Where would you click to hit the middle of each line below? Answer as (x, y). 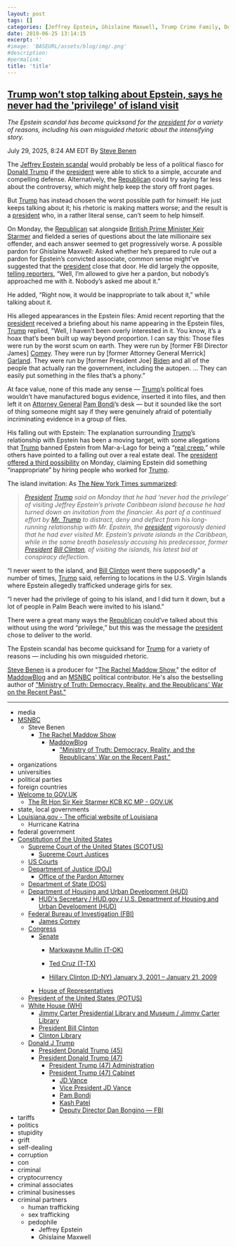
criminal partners (42, 1200)
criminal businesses (46, 1192)
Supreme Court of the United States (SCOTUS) (96, 847)
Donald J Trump (51, 1043)
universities (34, 772)
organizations (37, 765)
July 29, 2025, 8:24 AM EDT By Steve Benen (72, 151)
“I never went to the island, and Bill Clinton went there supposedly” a (106, 570)
